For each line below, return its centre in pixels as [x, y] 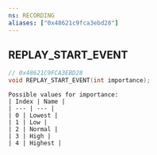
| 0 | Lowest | [33, 115]
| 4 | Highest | [35, 143]
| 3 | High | [30, 136]
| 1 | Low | [28, 123]
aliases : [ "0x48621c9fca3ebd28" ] [63, 23]
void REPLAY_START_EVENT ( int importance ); [79, 81]
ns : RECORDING [32, 15]
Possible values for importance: [63, 95]
